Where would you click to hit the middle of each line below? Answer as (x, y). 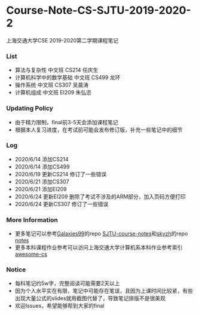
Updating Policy (30, 108)
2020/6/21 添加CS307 (42, 181)
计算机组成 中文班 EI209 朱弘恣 (53, 93)
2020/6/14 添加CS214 (42, 159)
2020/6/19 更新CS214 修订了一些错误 (61, 174)
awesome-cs (31, 254)
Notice (16, 270)
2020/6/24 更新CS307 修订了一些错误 (62, 204)
